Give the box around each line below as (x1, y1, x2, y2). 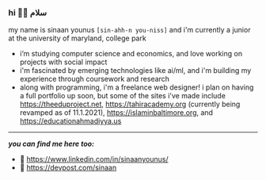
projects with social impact (19, 57, 108, 67)
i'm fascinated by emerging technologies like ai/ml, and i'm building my (19, 66, 252, 75)
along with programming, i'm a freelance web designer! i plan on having (19, 82, 254, 92)
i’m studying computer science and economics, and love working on (19, 49, 243, 59)
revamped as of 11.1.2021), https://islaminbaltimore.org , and (19, 108, 214, 117)
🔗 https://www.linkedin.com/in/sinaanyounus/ (19, 155, 169, 164)
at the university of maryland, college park (8, 33, 146, 43)
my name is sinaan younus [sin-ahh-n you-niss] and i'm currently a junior (8, 25, 251, 35)
